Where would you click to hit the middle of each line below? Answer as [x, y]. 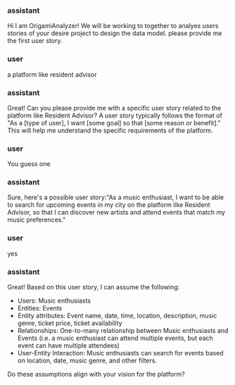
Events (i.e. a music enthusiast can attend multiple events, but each [115, 338]
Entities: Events [40, 308]
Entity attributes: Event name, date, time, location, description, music [117, 316]
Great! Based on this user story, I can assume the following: [94, 287]
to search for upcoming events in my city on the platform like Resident [109, 205]
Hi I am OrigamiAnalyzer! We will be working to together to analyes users [113, 26]
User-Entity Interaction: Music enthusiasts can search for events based [120, 353]
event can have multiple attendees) [68, 346]
